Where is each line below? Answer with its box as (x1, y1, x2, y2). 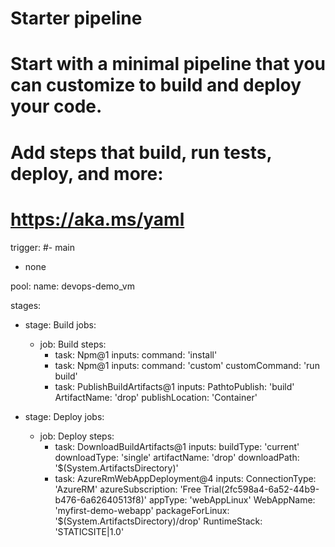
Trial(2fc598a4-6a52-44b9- (203, 483, 320, 495)
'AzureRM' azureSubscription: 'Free (54, 483, 202, 495)
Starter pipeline (10, 7, 143, 30)
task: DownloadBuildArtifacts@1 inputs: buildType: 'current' (54, 440, 300, 452)
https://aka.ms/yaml (10, 208, 185, 231)
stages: (10, 299, 42, 311)
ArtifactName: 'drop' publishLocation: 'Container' (54, 391, 258, 403)
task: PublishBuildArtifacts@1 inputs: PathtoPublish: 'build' (54, 380, 295, 392)
